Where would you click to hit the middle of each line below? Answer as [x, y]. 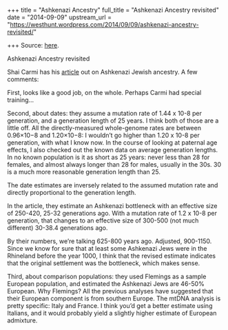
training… [21, 100]
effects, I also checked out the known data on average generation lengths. [113, 150]
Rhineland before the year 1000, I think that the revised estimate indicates [111, 256]
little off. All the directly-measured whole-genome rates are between [104, 128]
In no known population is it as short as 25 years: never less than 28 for [108, 157]
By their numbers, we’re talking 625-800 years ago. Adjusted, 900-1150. [110, 241]
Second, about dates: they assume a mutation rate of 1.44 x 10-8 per [104, 113]
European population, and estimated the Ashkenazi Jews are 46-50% [106, 284]
